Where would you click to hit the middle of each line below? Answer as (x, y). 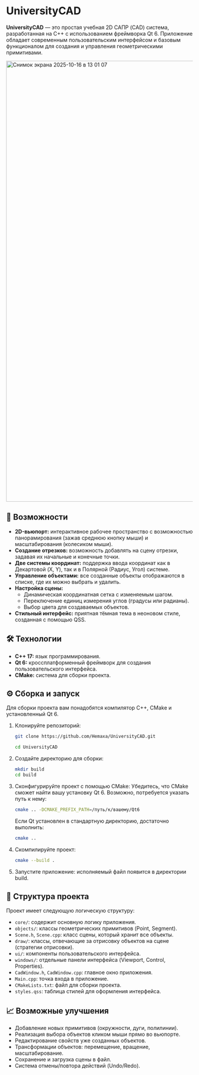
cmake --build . (35, 860)
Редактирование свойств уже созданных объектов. (80, 1041)
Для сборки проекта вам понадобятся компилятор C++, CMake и (89, 708)
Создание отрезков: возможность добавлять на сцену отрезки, (97, 550)
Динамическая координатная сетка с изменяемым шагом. (98, 594)
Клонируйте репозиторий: (48, 726)
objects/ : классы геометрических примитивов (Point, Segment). (96, 929)
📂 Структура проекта (48, 896)
